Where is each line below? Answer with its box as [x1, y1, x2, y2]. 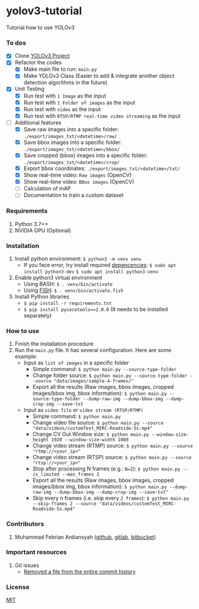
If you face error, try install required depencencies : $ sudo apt [23, 261, 176, 268]
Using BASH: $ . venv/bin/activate [23, 280, 113, 287]
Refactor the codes [14, 59, 62, 66]
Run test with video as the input [23, 105, 101, 112]
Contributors [6, 520, 45, 528]
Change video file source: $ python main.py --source [32, 419, 164, 426]
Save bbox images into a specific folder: [23, 139, 122, 146]
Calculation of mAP [23, 185, 71, 192]
